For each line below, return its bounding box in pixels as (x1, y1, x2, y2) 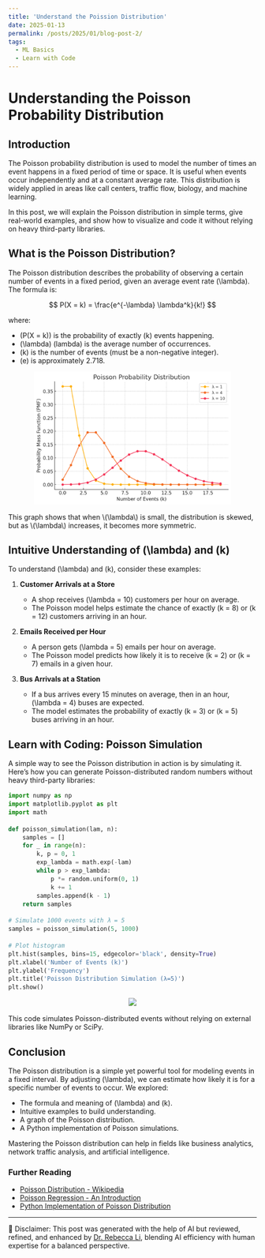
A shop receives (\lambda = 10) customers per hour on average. (31, 595, 240, 604)
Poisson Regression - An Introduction (19, 1193, 142, 1203)
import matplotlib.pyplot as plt (8, 800, 118, 809)
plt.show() (8, 983, 44, 991)
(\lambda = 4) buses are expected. (31, 698, 144, 708)
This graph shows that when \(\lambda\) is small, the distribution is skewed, (8, 512, 254, 521)
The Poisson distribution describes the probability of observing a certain (8, 268, 244, 277)
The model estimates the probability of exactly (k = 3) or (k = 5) (31, 707, 238, 716)
